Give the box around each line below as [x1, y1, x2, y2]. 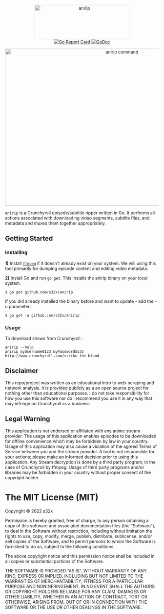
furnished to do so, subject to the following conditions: [5, 543, 115, 549]
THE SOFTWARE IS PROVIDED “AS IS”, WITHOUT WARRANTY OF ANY [5, 567, 147, 573]
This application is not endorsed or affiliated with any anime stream [5, 428, 141, 434]
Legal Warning [5, 415, 50, 423]
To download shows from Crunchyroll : [5, 335, 83, 341]
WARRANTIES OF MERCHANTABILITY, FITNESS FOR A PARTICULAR [5, 578, 143, 584]
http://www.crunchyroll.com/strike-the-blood [5, 353, 99, 358]
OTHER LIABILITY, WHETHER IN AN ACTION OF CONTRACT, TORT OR [5, 593, 147, 600]
